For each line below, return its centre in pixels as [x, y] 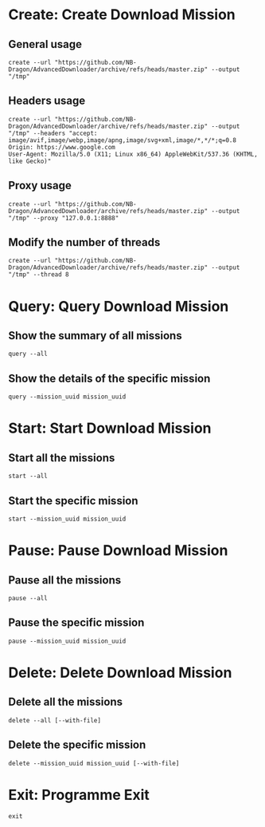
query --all [28, 354]
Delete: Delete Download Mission [120, 673]
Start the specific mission [73, 501]
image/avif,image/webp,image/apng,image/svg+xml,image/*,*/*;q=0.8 [123, 140]
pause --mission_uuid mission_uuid [67, 641]
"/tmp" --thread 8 [39, 275]
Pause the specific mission [76, 623]
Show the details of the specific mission [109, 378]
